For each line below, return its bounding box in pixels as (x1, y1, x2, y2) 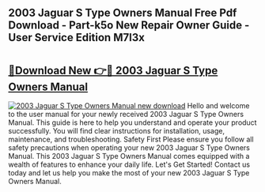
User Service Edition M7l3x (8, 31, 145, 44)
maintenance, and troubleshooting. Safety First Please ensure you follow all (8, 134, 255, 144)
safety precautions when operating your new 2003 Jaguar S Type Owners (8, 143, 251, 152)
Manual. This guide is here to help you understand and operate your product (8, 118, 257, 127)
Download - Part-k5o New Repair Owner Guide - (8, 19, 250, 32)
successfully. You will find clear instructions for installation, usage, (8, 126, 225, 135)
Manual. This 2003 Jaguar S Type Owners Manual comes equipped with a (8, 152, 250, 160)
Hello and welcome (187, 101, 250, 110)
